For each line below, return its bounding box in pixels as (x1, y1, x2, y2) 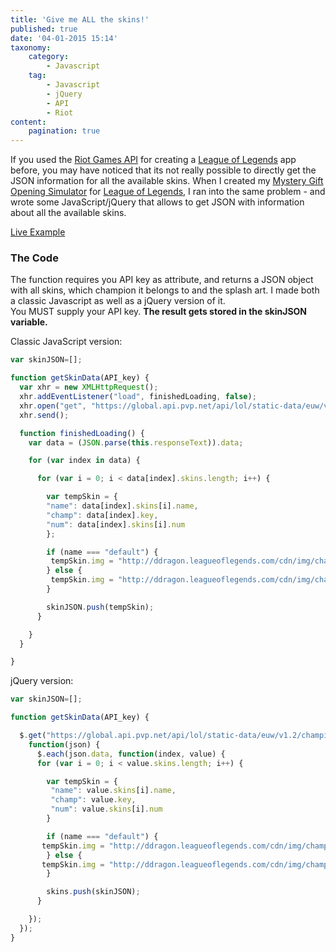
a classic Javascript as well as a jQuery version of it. (10, 295, 226, 307)
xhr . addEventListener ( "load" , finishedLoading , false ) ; (19, 392, 257, 402)
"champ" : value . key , (50, 795, 137, 805)
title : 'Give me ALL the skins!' (10, 14, 150, 25)
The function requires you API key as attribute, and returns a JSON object (10, 274, 314, 286)
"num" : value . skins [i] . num (50, 804, 163, 815)
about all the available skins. (10, 207, 127, 219)
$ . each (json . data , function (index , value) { (36, 749, 226, 759)
